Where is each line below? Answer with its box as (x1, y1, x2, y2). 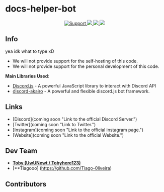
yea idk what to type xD (5, 48, 54, 54)
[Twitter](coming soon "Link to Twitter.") (12, 121, 96, 127)
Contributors (5, 179, 47, 188)
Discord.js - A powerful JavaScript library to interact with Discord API (12, 82, 156, 88)
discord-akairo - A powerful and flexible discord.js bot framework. (12, 88, 150, 94)
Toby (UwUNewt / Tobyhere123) (12, 160, 81, 166)
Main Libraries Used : (5, 73, 49, 79)
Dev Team (5, 146, 38, 155)
